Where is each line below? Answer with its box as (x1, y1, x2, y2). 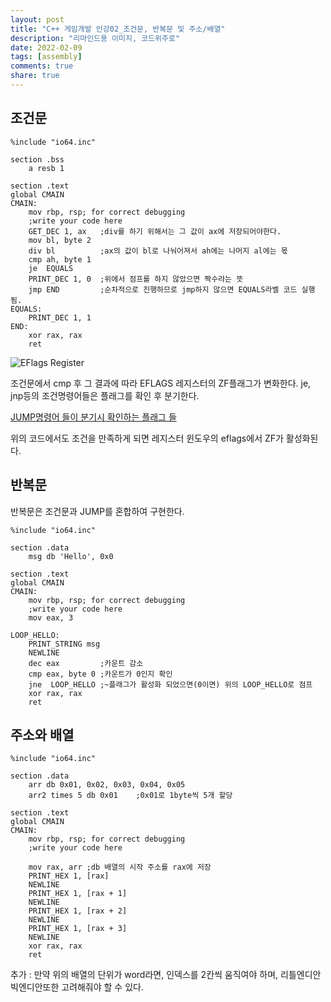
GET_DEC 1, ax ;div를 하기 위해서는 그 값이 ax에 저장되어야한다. (28, 226, 282, 236)
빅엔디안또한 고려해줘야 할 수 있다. (10, 981, 144, 993)
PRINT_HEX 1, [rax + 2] (28, 906, 128, 916)
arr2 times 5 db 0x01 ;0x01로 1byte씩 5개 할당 (28, 791, 233, 801)
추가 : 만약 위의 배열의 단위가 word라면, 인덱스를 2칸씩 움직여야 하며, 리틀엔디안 (10, 969, 322, 981)
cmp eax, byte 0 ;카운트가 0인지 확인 (28, 669, 173, 679)
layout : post (10, 14, 65, 25)
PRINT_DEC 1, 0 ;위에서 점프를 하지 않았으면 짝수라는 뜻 (28, 274, 244, 284)
